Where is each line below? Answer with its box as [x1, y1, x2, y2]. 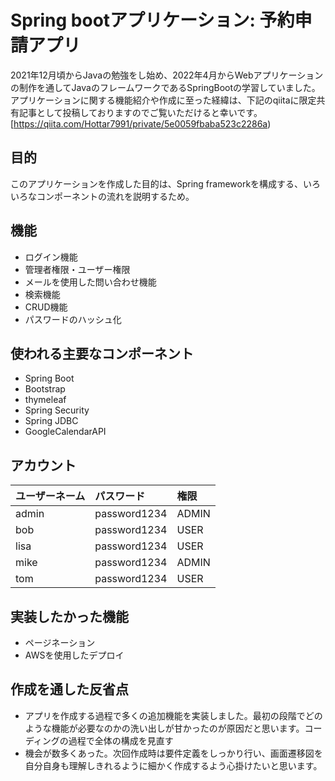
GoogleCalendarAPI [24, 426, 107, 438]
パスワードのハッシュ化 [24, 313, 122, 325]
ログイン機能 [24, 251, 78, 263]
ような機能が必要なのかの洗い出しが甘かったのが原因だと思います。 [24, 722, 305, 734]
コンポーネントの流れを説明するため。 [36, 190, 195, 202]
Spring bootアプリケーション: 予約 [10, 9, 295, 32]
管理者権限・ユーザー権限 [24, 263, 131, 275]
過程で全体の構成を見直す [68, 734, 174, 746]
